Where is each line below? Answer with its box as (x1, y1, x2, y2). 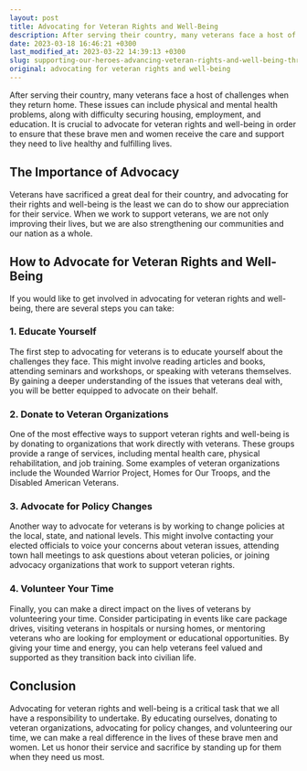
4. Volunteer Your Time (9, 583, 114, 595)
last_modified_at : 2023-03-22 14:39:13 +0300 (9, 48, 185, 57)
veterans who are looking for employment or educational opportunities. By (9, 632, 290, 643)
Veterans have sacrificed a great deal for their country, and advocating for (9, 188, 290, 199)
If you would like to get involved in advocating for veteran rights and (9, 293, 266, 304)
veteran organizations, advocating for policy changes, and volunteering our (9, 722, 293, 733)
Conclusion (9, 679, 77, 694)
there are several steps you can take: (35, 303, 175, 314)
